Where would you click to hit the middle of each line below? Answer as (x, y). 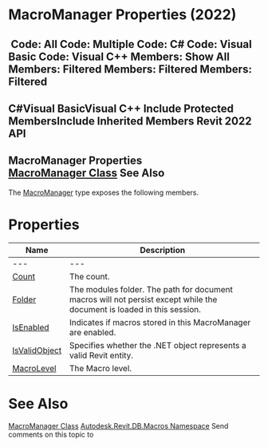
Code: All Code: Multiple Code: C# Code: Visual (132, 44)
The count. (89, 276)
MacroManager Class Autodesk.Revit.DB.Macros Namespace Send (118, 425)
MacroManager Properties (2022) (122, 15)
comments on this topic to (51, 434)
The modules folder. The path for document (151, 289)
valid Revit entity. (101, 355)
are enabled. (93, 332)
